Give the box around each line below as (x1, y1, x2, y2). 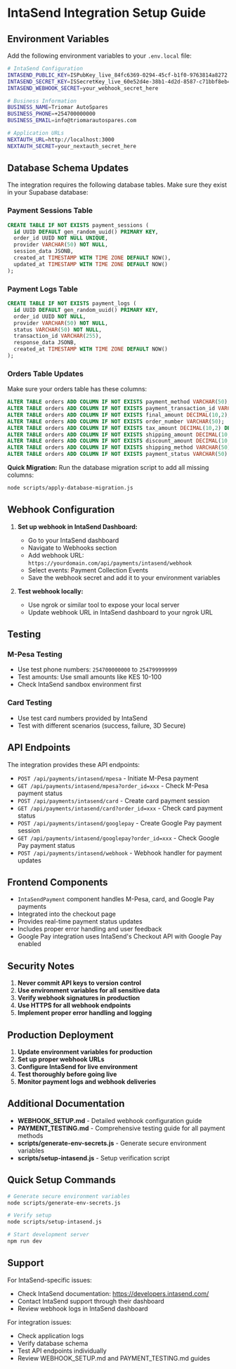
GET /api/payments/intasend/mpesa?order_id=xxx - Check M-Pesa (17, 781, 209, 790)
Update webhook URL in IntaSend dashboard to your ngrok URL (27, 608, 213, 616)
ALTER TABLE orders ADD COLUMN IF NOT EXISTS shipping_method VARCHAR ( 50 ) (7, 444, 231, 451)
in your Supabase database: (7, 188, 89, 197)
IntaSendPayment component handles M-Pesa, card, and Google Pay (17, 895, 215, 903)
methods (17, 1131, 44, 1139)
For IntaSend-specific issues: (7, 1276, 93, 1284)
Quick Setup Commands (7, 1174, 116, 1186)
